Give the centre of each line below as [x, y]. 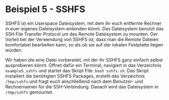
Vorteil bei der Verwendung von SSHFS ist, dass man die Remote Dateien [82, 39]
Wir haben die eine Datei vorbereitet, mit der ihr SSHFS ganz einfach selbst [84, 60]
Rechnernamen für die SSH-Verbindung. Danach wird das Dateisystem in [82, 86]
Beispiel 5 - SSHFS [45, 9]
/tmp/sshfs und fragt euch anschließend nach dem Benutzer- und [74, 81]
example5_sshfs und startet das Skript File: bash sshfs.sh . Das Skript [77, 70]
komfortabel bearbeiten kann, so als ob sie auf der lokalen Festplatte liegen [84, 44]
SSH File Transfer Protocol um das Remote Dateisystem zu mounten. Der [81, 34]
